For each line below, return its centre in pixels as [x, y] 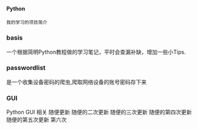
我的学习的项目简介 [27, 23]
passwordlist [26, 68]
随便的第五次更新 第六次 [37, 120]
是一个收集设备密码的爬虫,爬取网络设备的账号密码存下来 [77, 82]
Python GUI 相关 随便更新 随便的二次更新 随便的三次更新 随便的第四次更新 [99, 112]
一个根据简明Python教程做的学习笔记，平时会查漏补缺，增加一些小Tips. [96, 52]
